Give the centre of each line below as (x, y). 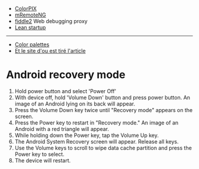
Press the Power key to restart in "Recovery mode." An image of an (97, 122)
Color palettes (32, 44)
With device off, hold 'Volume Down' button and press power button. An (102, 97)
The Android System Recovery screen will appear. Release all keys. (97, 141)
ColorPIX (25, 9)
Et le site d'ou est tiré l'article (50, 51)
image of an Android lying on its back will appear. (75, 104)
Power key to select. (39, 154)
